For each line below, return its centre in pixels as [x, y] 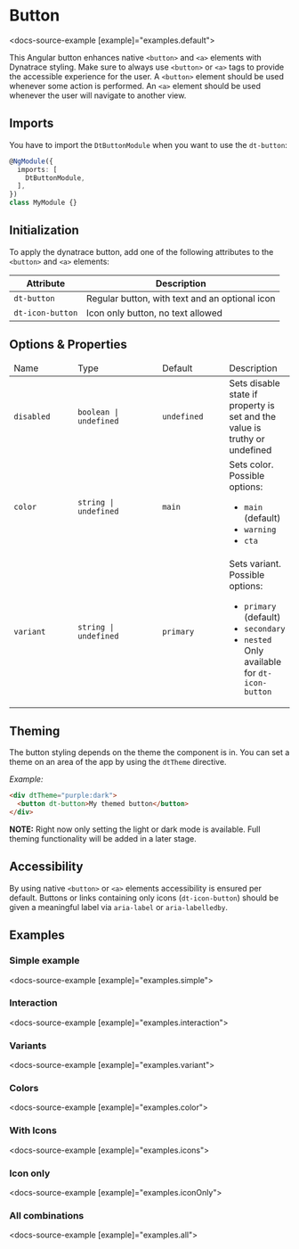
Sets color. [251, 464]
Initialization [44, 230]
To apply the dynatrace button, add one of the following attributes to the [141, 251]
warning [260, 530]
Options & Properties [68, 345]
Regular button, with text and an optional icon [181, 298]
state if [243, 394]
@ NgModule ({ [31, 161]
